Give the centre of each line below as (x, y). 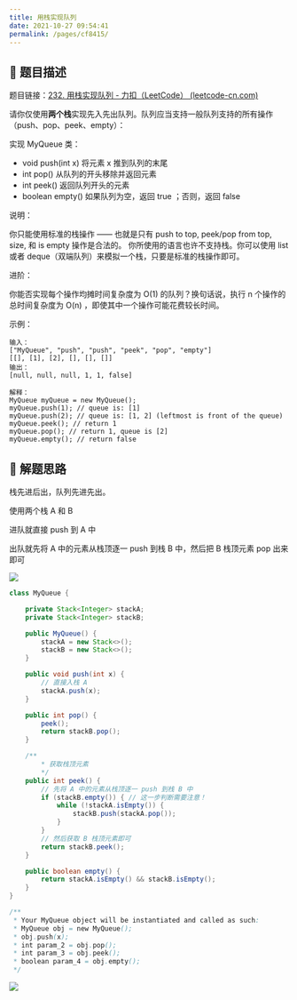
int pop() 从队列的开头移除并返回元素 (89, 174)
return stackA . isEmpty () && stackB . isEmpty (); (129, 880)
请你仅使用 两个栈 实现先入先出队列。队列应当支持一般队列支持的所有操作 (141, 114)
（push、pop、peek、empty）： (67, 125)
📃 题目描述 (38, 72)
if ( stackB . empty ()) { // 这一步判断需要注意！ (124, 797)
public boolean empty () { (73, 871)
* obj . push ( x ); (41, 937)
